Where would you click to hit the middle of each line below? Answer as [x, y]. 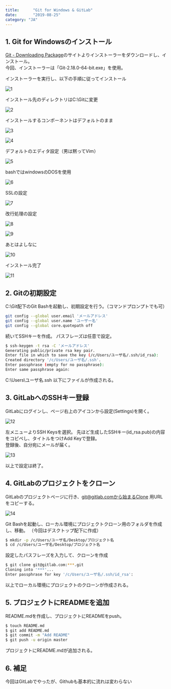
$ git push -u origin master [36, 640]
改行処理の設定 [21, 214]
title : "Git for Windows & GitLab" [49, 10]
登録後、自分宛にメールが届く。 [39, 445]
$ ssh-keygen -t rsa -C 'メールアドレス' [47, 346]
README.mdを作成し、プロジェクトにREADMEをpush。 [65, 616]
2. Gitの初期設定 [31, 293]
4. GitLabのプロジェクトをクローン [60, 484]
